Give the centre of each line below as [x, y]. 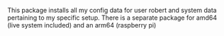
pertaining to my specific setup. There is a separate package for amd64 [112, 18]
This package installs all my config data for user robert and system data [112, 10]
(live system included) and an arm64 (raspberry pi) [82, 25]
